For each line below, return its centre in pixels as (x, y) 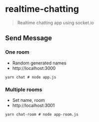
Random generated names (39, 63)
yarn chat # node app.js (31, 77)
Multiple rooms (24, 90)
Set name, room (29, 100)
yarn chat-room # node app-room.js (42, 114)
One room (17, 52)
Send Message (29, 38)
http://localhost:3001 (33, 105)
